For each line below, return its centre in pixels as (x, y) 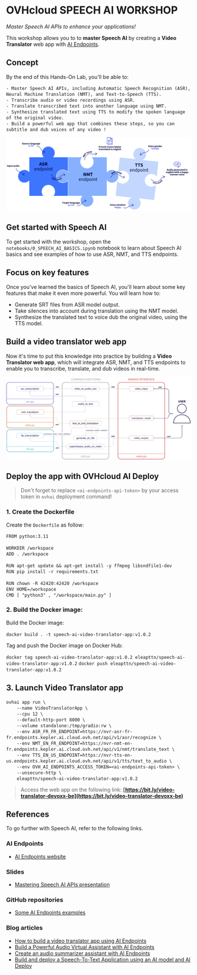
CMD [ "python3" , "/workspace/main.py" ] (59, 595)
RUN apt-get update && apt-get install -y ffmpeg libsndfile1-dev (89, 565)
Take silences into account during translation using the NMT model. (96, 311)
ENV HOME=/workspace (31, 589)
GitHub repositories (35, 900)
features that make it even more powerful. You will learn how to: (83, 293)
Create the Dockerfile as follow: (45, 525)
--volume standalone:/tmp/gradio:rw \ (64, 726)
